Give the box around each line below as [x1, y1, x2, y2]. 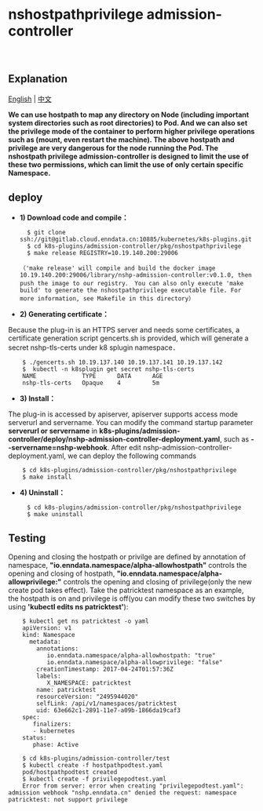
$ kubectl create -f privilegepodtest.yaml [22, 775, 167, 784]
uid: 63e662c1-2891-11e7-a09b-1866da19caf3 [36, 707, 181, 715]
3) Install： [19, 394, 57, 403]
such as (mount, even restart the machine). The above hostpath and [8, 135, 235, 144]
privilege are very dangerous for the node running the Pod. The [8, 143, 218, 152]
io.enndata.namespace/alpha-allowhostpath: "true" [46, 652, 216, 660]
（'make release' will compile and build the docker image [19, 264, 216, 272]
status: [22, 734, 47, 742]
